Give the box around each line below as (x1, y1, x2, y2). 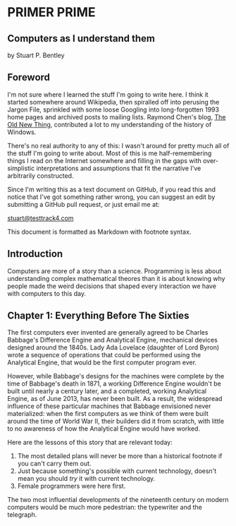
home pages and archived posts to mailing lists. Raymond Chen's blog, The (7, 112, 226, 121)
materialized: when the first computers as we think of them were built (7, 410, 209, 418)
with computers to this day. (7, 289, 87, 297)
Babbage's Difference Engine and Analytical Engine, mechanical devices (7, 336, 218, 345)
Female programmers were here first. (17, 482, 126, 491)
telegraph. (7, 510, 37, 519)
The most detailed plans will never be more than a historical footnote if (17, 452, 223, 460)
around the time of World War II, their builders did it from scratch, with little (7, 417, 224, 426)
